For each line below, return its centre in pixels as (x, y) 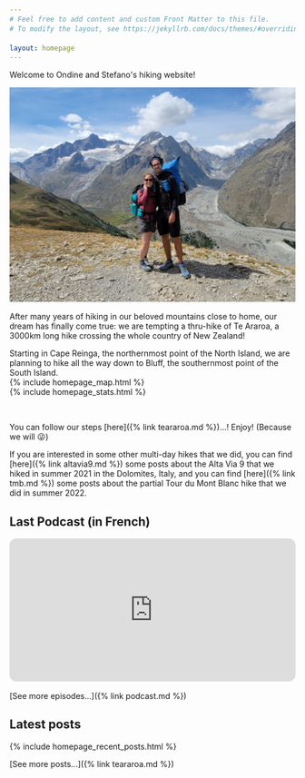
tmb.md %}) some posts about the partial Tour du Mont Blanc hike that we (148, 483)
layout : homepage (42, 48)
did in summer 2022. (49, 493)
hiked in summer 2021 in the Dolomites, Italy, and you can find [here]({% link (152, 474)
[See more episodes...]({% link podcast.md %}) (98, 696)
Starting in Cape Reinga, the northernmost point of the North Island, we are (150, 353)
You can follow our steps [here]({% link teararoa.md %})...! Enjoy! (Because (151, 428)
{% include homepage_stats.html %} (78, 392)
